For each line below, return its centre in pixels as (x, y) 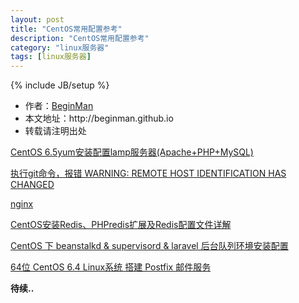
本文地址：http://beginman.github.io (99, 118)
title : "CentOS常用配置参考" (66, 29)
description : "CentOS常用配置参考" (80, 38)
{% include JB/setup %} (60, 85)
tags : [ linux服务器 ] (51, 57)
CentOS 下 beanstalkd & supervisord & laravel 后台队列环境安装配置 (149, 246)
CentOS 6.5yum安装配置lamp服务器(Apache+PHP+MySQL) (132, 152)
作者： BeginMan (59, 106)
